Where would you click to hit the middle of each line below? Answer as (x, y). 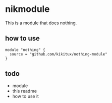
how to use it (26, 96)
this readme (25, 91)
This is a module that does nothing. (41, 23)
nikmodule (28, 9)
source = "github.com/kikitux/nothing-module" (58, 54)
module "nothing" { (25, 50)
